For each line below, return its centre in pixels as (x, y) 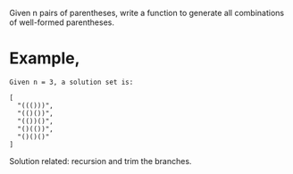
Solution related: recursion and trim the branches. (100, 161)
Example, (45, 58)
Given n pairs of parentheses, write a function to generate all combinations (146, 13)
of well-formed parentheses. (62, 22)
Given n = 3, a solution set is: (71, 82)
